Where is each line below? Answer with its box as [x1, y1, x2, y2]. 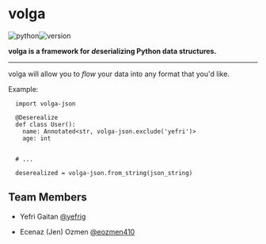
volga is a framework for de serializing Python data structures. [8, 46, 217, 55]
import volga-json [15, 100, 77, 108]
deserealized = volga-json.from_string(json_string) [15, 169, 193, 177]
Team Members [8, 191, 87, 204]
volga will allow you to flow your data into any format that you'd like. [8, 69, 230, 78]
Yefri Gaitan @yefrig [19, 212, 86, 221]
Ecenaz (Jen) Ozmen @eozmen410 [19, 227, 135, 236]
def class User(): [15, 120, 77, 128]
